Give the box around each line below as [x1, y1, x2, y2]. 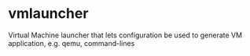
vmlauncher [8, 5, 89, 23]
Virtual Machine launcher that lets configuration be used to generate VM [8, 30, 242, 40]
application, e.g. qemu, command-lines [8, 38, 135, 47]
